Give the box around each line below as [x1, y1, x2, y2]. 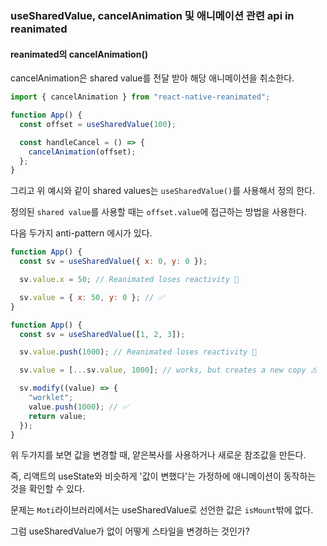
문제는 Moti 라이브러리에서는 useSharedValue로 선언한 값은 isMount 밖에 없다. [10, 504, 314, 516]
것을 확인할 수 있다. [10, 483, 85, 495]
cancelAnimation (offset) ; [28, 147, 137, 157]
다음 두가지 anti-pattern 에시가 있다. [10, 227, 153, 239]
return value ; [28, 411, 87, 421]
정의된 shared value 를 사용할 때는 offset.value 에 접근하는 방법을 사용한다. [10, 206, 307, 218]
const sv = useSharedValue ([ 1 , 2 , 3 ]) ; [19, 329, 186, 339]
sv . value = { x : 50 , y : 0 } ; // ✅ [19, 292, 165, 302]
